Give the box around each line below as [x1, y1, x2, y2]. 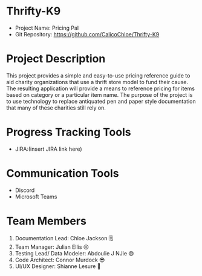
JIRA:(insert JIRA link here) [15, 145, 83, 153]
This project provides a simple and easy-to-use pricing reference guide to [6, 71, 191, 79]
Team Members [6, 214, 86, 228]
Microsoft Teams [15, 192, 57, 200]
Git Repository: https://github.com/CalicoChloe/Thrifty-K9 [15, 30, 160, 38]
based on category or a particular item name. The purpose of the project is [6, 91, 193, 98]
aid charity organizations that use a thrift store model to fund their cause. [6, 78, 189, 85]
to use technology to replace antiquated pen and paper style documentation [6, 97, 196, 105]
